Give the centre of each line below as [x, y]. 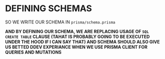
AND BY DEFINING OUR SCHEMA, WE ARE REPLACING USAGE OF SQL [77, 31]
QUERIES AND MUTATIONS [33, 52]
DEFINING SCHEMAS [49, 9]
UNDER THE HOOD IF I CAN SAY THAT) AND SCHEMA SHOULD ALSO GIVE [82, 41]
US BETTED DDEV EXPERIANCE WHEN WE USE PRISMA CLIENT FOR [76, 47]
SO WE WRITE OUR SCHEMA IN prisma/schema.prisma [60, 22]
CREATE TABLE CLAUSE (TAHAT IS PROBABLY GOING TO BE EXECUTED [78, 37]
